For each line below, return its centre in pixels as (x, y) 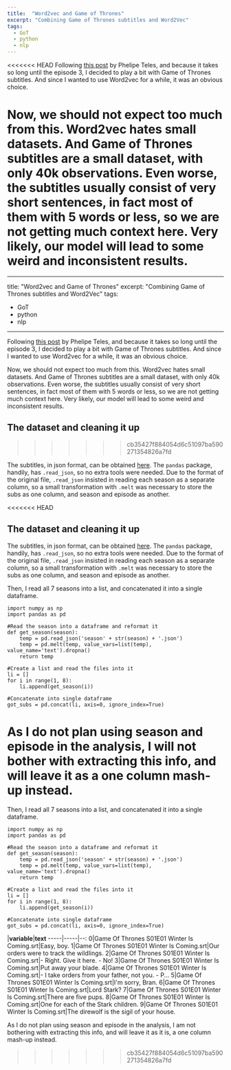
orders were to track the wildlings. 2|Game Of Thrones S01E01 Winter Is (109, 953)
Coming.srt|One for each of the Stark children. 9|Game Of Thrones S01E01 (113, 1004)
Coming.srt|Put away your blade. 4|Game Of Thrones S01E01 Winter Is (107, 967)
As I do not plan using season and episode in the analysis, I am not (101, 1025)
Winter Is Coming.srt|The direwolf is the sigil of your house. (91, 1012)
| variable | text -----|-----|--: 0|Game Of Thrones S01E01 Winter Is (100, 938)
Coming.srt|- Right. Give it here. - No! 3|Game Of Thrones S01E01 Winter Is (113, 960)
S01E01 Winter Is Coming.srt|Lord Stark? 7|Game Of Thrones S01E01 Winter (114, 989)
